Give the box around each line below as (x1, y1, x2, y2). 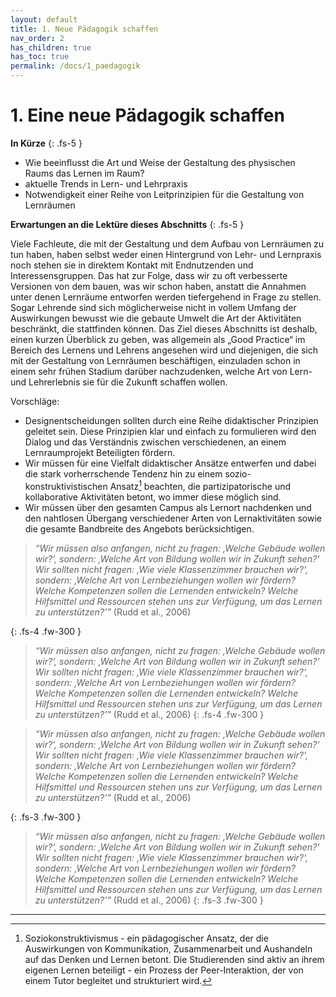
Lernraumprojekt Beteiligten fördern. (24, 446, 176, 458)
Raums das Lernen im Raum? (24, 167, 145, 179)
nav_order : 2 (10, 33, 65, 43)
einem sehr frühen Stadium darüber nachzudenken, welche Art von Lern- (10, 365, 313, 377)
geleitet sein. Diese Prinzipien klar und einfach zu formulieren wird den (24, 425, 317, 437)
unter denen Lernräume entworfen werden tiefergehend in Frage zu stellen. (10, 291, 322, 303)
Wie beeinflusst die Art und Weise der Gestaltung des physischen (24, 156, 296, 168)
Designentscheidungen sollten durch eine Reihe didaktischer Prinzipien (24, 414, 319, 426)
